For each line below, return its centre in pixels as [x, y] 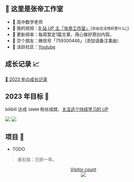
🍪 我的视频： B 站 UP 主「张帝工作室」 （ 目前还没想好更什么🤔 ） [72, 28]
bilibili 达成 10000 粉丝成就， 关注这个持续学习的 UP [57, 109]
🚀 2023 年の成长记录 [26, 79]
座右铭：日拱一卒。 [37, 160]
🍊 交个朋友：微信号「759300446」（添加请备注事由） [67, 40]
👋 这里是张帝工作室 [34, 9]
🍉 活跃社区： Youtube [34, 47]
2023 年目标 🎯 [27, 96]
